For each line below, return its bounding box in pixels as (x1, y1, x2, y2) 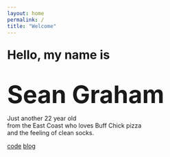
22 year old (44, 114, 77, 123)
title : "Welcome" (7, 23, 57, 29)
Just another (7, 114, 43, 123)
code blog (7, 142, 36, 150)
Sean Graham (7, 79, 165, 109)
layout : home (7, 10, 45, 17)
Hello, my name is (7, 47, 110, 62)
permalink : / (7, 16, 45, 23)
